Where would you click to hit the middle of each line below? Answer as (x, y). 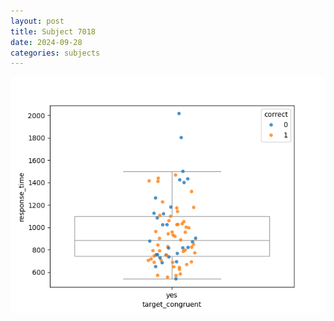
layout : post (37, 21)
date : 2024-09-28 (46, 42)
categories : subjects (55, 53)
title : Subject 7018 (53, 31)
